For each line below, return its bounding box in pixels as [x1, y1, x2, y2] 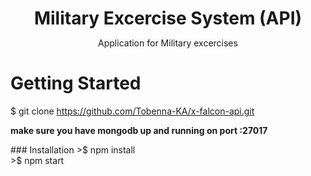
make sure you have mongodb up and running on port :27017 [10, 125, 268, 137]
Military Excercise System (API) [33, 7, 303, 30]
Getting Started [10, 72, 142, 95]
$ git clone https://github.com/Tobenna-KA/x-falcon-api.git [10, 105, 255, 117]
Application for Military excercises [98, 37, 238, 49]
